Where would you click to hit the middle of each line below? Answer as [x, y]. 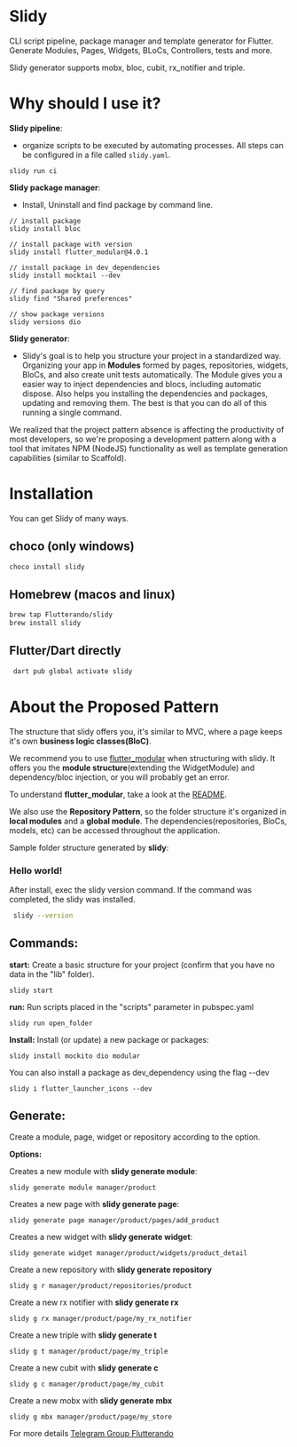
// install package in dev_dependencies [85, 267]
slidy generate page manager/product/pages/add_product [114, 1220]
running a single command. [72, 412]
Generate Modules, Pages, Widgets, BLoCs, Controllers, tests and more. [141, 50]
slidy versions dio [45, 322]
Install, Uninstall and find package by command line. [117, 204]
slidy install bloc [45, 228]
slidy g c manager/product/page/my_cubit [87, 1384]
